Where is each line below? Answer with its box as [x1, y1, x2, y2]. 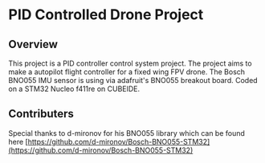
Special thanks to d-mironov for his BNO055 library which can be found [8, 128, 245, 137]
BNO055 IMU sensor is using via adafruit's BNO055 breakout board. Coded [8, 76, 259, 85]
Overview [8, 38, 59, 51]
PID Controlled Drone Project [8, 6, 204, 24]
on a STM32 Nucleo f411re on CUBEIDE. [8, 84, 141, 93]
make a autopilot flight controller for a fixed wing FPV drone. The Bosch [8, 67, 246, 77]
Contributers [8, 107, 75, 121]
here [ [8, 137, 28, 146]
